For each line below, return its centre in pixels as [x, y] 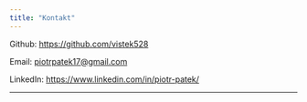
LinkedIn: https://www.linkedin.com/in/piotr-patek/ [104, 79]
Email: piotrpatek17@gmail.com [69, 61]
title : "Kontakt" [42, 18]
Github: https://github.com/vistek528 [79, 44]
